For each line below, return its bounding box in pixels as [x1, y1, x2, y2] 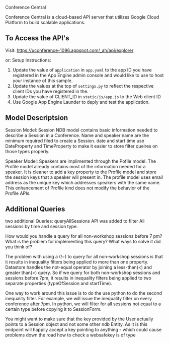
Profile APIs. [5, 190, 31, 196]
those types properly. [5, 148, 50, 154]
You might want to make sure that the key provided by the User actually [5, 316, 153, 322]
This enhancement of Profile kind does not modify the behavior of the [5, 185, 150, 191]
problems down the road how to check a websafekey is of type [5, 332, 136, 338]
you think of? [5, 244, 33, 250]
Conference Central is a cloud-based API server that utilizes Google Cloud [5, 14, 159, 20]
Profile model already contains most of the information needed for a [5, 163, 146, 169]
